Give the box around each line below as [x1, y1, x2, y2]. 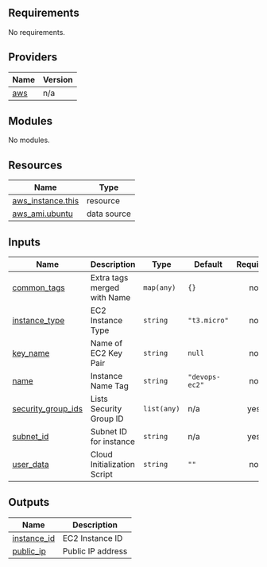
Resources [8, 158, 63, 172]
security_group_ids [12, 403, 83, 415]
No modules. [8, 135, 50, 145]
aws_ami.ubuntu [12, 208, 73, 219]
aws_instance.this [12, 195, 79, 206]
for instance [90, 436, 135, 447]
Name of [90, 337, 123, 349]
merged [90, 282, 120, 293]
